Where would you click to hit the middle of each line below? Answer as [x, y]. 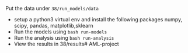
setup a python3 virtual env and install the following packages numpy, [98, 19]
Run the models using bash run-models [60, 32]
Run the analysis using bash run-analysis [64, 38]
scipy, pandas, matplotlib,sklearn [54, 26]
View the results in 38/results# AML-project [66, 44]
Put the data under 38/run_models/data [52, 8]
